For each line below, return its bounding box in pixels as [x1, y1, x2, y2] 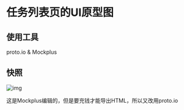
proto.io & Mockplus [6, 48, 57, 56]
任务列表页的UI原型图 [6, 5, 114, 20]
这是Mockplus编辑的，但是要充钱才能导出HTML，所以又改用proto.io [6, 97, 178, 104]
